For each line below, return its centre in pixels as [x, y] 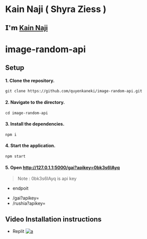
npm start [16, 156]
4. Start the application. [30, 146]
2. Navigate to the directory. [35, 102]
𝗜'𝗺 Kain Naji [27, 28]
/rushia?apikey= [29, 203]
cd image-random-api [27, 113]
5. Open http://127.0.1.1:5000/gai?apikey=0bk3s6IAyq [63, 167]
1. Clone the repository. [30, 80]
